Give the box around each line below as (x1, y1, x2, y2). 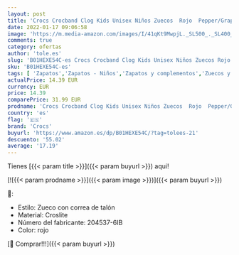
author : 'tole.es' (7, 50, 62, 58)
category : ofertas (7, 43, 62, 50)
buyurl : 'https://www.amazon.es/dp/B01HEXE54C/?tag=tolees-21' (7, 129, 199, 136)
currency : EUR (7, 83, 50, 90)
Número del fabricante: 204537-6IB (17, 218, 123, 227)
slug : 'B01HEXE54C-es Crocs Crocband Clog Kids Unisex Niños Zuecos (7, 57, 215, 64)
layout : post (7, 10, 46, 18)
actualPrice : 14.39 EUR (7, 76, 78, 84)
